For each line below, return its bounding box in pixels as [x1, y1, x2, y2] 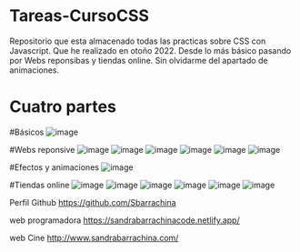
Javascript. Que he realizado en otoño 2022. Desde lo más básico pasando [9, 45, 292, 55]
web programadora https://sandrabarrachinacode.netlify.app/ [9, 215, 240, 226]
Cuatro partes [9, 96, 116, 117]
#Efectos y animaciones [9, 161, 100, 173]
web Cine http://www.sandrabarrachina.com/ [9, 232, 179, 243]
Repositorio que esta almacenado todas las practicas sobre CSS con [9, 35, 266, 46]
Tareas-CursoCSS [9, 5, 150, 26]
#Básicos [9, 126, 45, 137]
